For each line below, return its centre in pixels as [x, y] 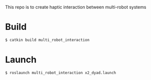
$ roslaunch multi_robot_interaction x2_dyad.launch [61, 73]
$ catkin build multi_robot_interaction [48, 40]
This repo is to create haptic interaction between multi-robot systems [76, 7]
